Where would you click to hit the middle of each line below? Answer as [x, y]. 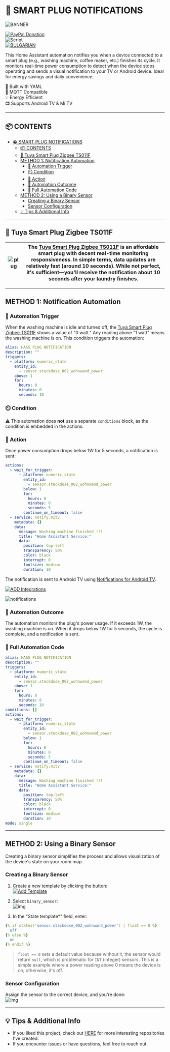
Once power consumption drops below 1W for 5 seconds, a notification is [82, 451]
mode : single [19, 823]
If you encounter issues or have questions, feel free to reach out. [80, 1044]
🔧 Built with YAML [24, 86]
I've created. [26, 1039]
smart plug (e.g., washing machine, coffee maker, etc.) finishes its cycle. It [83, 60]
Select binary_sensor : [35, 901]
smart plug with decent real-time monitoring [93, 253]
